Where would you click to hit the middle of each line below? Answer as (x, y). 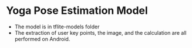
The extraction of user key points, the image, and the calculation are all (100, 32)
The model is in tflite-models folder (57, 27)
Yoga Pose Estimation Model (77, 11)
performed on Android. (42, 39)
